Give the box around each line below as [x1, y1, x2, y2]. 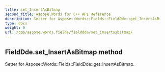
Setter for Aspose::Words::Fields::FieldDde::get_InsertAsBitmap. [5, 61, 135, 67]
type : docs [5, 21, 27, 26]
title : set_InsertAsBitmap [5, 7, 60, 12]
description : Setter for [5, 16, 56, 21]
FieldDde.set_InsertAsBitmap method [5, 48, 123, 56]
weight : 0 [5, 25, 26, 30]
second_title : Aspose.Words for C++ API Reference [5, 12, 111, 17]
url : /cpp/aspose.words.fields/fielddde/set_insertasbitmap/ [5, 30, 133, 35]
